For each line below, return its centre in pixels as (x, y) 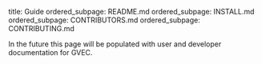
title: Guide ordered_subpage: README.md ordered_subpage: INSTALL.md (131, 12)
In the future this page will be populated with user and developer (115, 44)
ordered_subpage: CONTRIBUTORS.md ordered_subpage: (104, 20)
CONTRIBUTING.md (41, 28)
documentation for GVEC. (50, 52)
